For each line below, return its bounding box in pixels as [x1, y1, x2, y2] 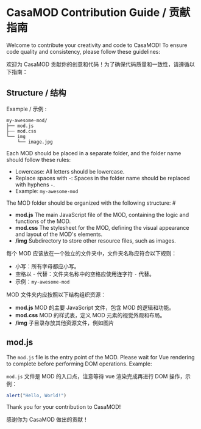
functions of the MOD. [15, 218, 71, 225]
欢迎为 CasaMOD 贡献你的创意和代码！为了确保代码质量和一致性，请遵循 [6, 61, 190, 68]
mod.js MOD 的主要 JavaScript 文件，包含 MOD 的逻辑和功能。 [15, 304, 175, 311]
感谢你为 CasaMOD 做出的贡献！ [6, 416, 88, 424]
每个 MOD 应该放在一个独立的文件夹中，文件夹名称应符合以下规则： [6, 249, 177, 257]
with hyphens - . [15, 181, 55, 188]
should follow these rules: [6, 156, 71, 163]
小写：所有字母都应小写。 [15, 262, 80, 269]
